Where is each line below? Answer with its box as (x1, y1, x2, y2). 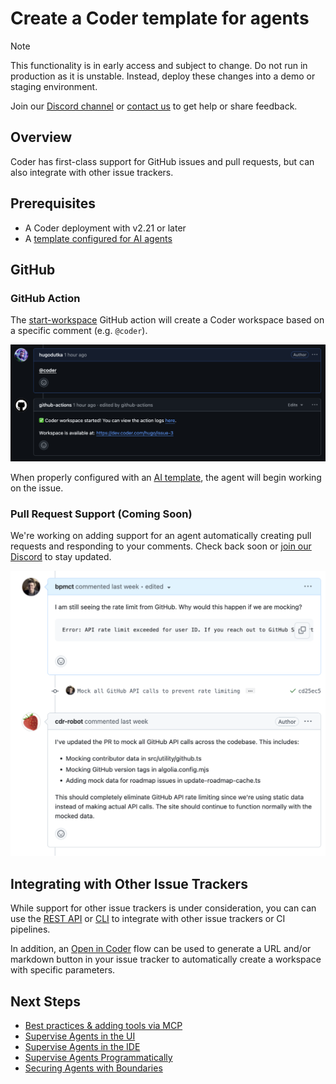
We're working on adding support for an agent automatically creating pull (10, 530, 312, 542)
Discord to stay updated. (10, 551, 112, 563)
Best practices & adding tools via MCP (24, 1019, 183, 1031)
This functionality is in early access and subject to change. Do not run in (10, 59, 308, 71)
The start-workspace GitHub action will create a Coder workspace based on (10, 314, 325, 326)
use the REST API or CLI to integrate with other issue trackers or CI (10, 913, 286, 925)
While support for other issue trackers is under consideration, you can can (10, 902, 317, 914)
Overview (10, 129, 73, 146)
